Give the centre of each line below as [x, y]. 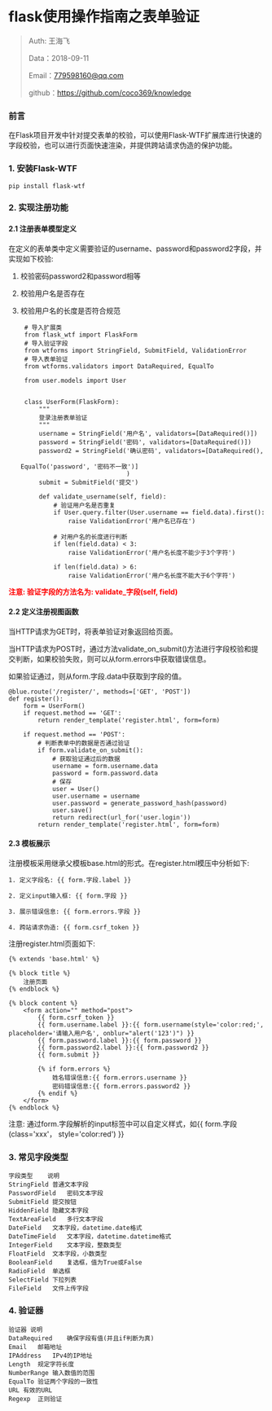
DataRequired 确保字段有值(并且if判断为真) [81, 1338]
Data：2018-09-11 [59, 58]
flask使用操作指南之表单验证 [104, 17]
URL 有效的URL [31, 1390]
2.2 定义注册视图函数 [44, 612]
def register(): [36, 699]
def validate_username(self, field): [103, 497]
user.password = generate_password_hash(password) [140, 803]
